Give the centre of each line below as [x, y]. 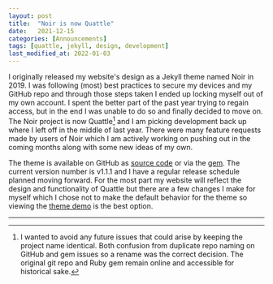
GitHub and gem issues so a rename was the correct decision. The [132, 254]
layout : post [30, 16]
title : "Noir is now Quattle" [61, 24]
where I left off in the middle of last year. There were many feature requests [135, 130]
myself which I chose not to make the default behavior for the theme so [128, 197]
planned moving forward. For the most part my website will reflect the [125, 180]
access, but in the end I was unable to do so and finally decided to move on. [136, 111]
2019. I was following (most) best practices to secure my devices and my [130, 85]
